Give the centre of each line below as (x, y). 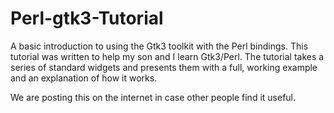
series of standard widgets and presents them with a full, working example (164, 67)
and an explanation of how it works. (84, 78)
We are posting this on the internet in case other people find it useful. (153, 97)
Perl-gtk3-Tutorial (87, 18)
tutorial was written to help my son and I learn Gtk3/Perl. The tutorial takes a (167, 56)
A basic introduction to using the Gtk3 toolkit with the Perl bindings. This (159, 46)
